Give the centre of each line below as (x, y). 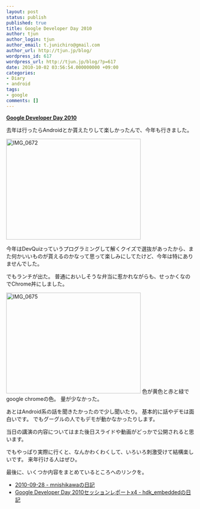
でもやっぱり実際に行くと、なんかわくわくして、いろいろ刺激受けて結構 (95, 452)
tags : (13, 90)
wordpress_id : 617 (29, 56)
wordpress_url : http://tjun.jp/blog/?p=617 (61, 62)
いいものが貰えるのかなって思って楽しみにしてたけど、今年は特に (102, 256)
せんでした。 (27, 263)
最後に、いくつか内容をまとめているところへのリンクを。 (77, 472)
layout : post (22, 12)
